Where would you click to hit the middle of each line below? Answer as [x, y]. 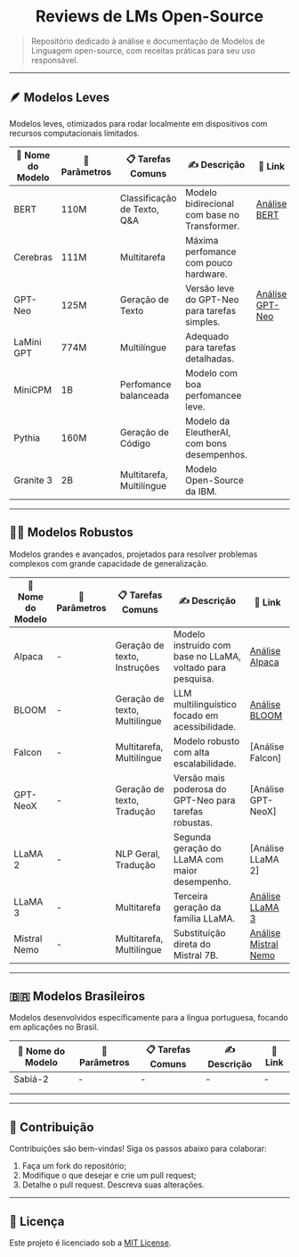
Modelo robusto [206, 740]
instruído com [202, 645]
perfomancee [214, 395]
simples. [203, 321]
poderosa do [200, 789]
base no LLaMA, [207, 656]
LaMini [28, 342]
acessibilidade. [205, 726]
